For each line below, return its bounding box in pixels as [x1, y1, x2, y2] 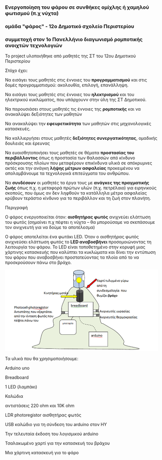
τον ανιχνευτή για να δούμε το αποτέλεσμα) [5, 225, 96, 230]
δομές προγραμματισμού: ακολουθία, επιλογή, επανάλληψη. [5, 82, 129, 88]
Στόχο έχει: [5, 67, 28, 74]
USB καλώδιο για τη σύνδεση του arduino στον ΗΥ [5, 421, 107, 427]
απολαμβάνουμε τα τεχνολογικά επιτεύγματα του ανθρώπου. [5, 170, 130, 176]
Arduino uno [5, 365, 30, 371]
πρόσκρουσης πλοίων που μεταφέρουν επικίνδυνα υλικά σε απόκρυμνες [5, 160, 153, 166]
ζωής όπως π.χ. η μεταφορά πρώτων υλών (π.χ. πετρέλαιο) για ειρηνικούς [5, 185, 157, 191]
